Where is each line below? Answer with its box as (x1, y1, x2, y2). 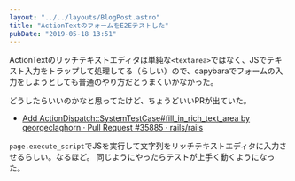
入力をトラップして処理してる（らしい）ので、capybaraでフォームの (24, 65, 276, 76)
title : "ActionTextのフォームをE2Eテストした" (9, 21, 169, 30)
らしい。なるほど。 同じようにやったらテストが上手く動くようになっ (24, 152, 276, 162)
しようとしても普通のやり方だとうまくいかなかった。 (24, 77, 219, 87)
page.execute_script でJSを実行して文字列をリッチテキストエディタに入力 (9, 140, 280, 151)
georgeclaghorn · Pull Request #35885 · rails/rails (21, 123, 204, 133)
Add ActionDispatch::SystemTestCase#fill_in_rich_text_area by (21, 113, 251, 124)
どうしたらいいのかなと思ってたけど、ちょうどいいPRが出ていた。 (9, 95, 252, 106)
